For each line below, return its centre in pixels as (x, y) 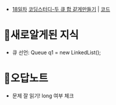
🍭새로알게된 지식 (41, 35)
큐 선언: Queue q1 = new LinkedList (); (57, 52)
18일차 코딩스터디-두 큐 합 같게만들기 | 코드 (61, 9)
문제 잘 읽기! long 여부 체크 (43, 96)
